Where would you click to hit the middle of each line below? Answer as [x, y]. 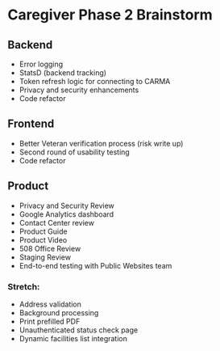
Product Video [43, 239]
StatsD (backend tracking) [62, 73]
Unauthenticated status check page [79, 330]
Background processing [59, 312]
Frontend [31, 124]
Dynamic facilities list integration [73, 338]
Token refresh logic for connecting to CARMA [95, 81]
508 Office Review [50, 248]
